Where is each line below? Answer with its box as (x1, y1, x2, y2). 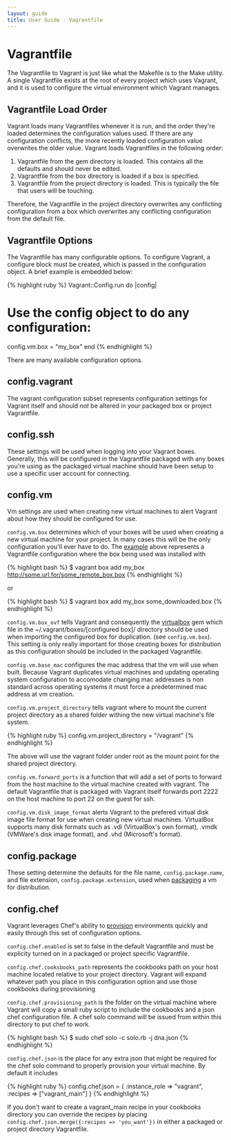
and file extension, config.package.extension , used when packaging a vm (7, 876, 217, 884)
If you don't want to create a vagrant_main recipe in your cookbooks (7, 1103, 201, 1111)
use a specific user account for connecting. (7, 469, 131, 477)
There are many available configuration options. (7, 356, 143, 364)
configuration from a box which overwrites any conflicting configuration (7, 208, 212, 216)
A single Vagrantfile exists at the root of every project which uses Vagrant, (7, 77, 218, 85)
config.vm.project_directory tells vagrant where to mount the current (7, 703, 207, 712)
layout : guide (7, 10, 48, 17)
